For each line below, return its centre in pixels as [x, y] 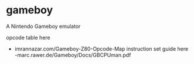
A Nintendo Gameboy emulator [43, 26]
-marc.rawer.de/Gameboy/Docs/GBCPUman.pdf [73, 55]
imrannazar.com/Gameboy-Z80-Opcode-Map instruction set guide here [101, 49]
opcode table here [28, 37]
